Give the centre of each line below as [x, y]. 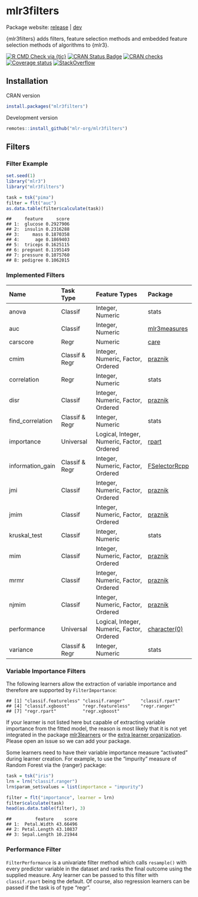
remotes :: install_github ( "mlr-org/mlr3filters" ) [67, 128]
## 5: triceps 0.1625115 [38, 245]
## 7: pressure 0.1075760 [38, 255]
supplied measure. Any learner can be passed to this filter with [82, 875]
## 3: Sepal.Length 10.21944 [42, 835]
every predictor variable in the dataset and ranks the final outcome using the [99, 869]
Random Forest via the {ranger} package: [56, 765]
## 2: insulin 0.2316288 [38, 229]
